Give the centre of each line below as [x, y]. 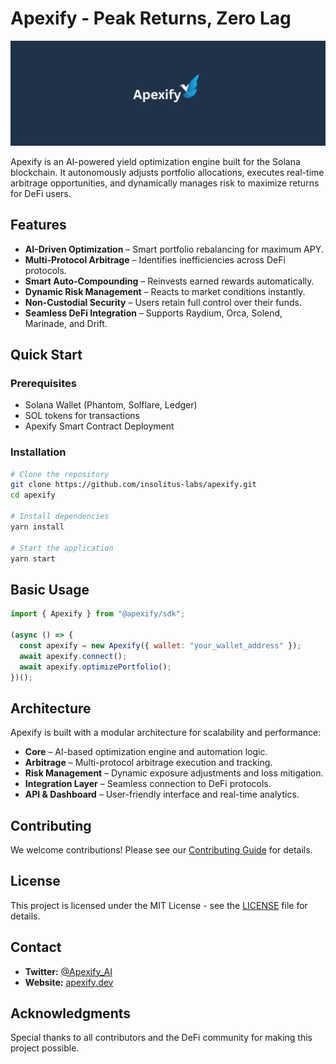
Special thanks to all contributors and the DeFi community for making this [161, 1038]
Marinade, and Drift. [66, 323]
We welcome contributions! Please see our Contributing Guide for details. [161, 850]
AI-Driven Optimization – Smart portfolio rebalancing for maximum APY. [174, 249]
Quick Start [46, 354]
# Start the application [62, 548]
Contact [36, 947]
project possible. [45, 1048]
